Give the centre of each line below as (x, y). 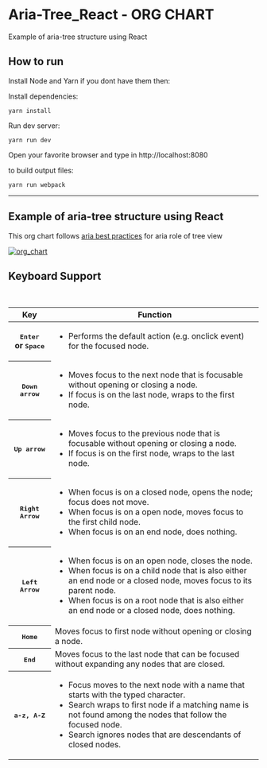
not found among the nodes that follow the (147, 715)
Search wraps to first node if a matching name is (159, 705)
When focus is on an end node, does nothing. (153, 532)
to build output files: (41, 170)
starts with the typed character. (127, 695)
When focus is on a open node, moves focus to (156, 512)
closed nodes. (95, 745)
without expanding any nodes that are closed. (139, 664)
